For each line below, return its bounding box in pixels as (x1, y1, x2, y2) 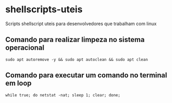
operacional (5, 44, 45, 52)
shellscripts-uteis (5, 4, 83, 15)
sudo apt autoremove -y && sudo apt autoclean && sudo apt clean (5, 57, 148, 62)
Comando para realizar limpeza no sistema (5, 35, 145, 44)
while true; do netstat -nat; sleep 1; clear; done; (5, 92, 121, 98)
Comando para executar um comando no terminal (5, 71, 167, 80)
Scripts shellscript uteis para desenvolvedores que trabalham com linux (5, 20, 157, 27)
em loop (5, 79, 32, 88)
